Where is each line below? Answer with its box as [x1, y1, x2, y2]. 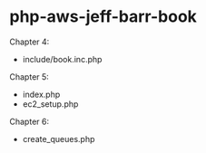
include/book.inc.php [22, 53, 103, 64]
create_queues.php [22, 133, 95, 144]
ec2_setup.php [22, 98, 79, 110]
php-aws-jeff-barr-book [9, 6, 198, 27]
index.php [22, 89, 61, 100]
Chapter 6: [9, 116, 50, 127]
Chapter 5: [9, 71, 50, 82]
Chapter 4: [9, 36, 50, 47]
